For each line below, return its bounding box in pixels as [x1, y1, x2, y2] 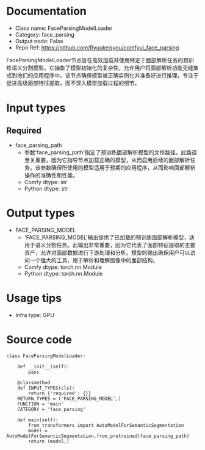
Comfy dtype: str [24, 178, 67, 185]
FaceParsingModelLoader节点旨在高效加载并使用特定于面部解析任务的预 [6, 56, 189, 63]
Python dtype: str [24, 185, 68, 192]
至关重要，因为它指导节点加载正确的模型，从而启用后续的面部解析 [24, 156, 190, 163]
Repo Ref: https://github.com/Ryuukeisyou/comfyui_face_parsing [15, 44, 179, 51]
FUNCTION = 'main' [17, 401, 64, 407]
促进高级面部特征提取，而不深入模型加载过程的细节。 [6, 79, 140, 87]
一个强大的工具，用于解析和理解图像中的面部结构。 [29, 256, 159, 263]
